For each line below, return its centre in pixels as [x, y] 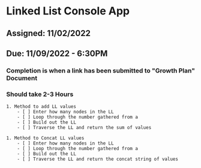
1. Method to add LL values [41, 107]
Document [22, 78]
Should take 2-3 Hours [40, 94]
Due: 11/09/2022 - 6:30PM [57, 53]
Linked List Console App [68, 11]
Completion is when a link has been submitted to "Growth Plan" [100, 70]
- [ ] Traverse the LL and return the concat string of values [98, 159]
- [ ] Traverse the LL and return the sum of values [84, 128]
